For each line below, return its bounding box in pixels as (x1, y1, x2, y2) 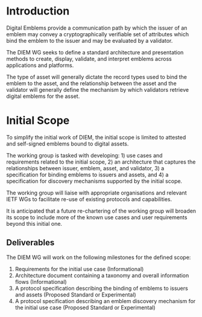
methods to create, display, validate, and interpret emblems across (6, 55, 172, 62)
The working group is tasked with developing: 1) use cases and (6, 152, 163, 159)
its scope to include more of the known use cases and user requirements (6, 213, 188, 221)
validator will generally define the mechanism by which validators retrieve (6, 86, 189, 93)
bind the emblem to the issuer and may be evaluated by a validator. (6, 37, 173, 44)
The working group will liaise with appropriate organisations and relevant (6, 189, 187, 196)
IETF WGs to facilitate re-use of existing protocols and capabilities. (6, 195, 172, 203)
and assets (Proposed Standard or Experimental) (14, 291, 137, 298)
